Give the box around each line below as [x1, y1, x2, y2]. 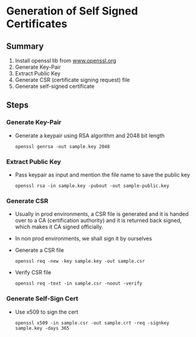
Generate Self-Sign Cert [6, 294, 78, 303]
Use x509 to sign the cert [14, 308, 78, 315]
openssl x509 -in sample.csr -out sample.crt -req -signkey [14, 320, 169, 326]
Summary [6, 41, 44, 51]
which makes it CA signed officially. [14, 223, 104, 230]
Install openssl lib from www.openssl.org [14, 57, 116, 64]
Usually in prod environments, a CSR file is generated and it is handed [14, 210, 189, 218]
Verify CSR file [14, 269, 51, 276]
